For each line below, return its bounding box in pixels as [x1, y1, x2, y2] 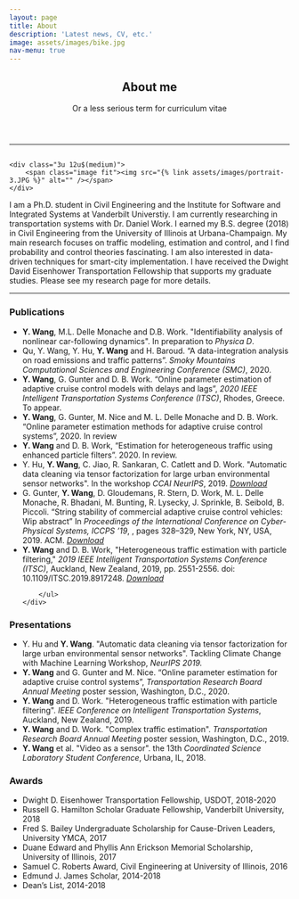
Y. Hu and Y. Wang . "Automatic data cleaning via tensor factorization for [21, 639, 287, 649]
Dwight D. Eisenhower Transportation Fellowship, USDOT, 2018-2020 [21, 795, 277, 805]
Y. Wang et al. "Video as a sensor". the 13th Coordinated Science [21, 742, 262, 754]
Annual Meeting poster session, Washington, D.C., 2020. [21, 686, 230, 697]
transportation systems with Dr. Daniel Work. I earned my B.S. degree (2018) [9, 219, 289, 229]
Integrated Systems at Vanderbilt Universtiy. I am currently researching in [9, 209, 279, 219]
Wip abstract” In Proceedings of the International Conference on [21, 515, 260, 526]
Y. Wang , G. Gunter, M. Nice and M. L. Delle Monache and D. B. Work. [21, 411, 279, 422]
